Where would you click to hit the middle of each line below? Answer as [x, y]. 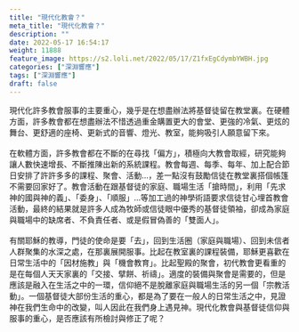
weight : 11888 [36, 51]
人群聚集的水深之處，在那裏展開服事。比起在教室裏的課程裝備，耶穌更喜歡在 [149, 251]
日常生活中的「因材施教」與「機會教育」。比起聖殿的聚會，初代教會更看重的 [148, 263]
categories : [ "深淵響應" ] [55, 68]
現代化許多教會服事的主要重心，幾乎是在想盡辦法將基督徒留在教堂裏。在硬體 [149, 110]
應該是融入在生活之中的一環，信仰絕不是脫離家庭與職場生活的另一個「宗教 [145, 285]
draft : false [33, 84]
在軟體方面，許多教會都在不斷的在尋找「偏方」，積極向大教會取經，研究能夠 [148, 153]
